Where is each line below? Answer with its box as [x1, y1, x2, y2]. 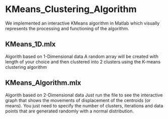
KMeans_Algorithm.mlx [5, 79, 82, 87]
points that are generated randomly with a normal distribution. [5, 108, 134, 114]
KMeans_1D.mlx [5, 40, 56, 49]
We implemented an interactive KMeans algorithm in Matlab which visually [5, 20, 160, 26]
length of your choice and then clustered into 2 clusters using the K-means [5, 59, 161, 65]
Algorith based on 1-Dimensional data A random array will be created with [5, 53, 159, 59]
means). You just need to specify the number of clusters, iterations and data [5, 102, 163, 108]
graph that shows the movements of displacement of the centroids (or [5, 97, 151, 103]
